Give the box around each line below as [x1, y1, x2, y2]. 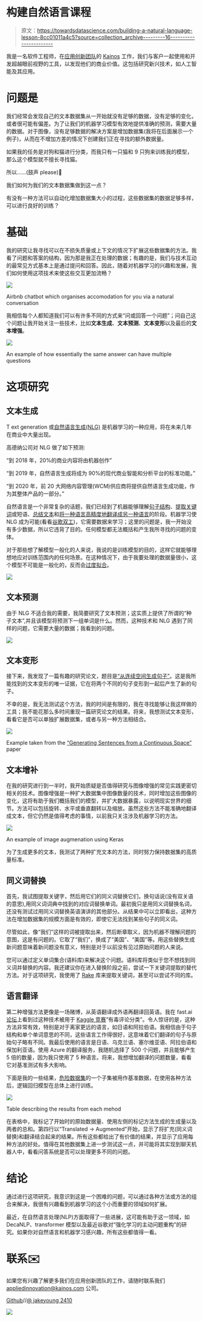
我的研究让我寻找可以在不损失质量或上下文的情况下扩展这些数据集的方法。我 [6, 246, 197, 254]
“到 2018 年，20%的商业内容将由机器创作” [6, 456, 112, 464]
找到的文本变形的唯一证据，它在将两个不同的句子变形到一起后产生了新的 [11, 680, 192, 687]
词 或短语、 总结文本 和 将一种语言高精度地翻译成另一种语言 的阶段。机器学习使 [6, 510, 197, 517]
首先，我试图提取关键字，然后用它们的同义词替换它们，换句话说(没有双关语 [6, 893, 194, 900]
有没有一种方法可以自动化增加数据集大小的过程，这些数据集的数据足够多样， [6, 194, 197, 201]
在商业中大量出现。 [6, 431, 54, 438]
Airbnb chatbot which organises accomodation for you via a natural [6, 292, 174, 300]
